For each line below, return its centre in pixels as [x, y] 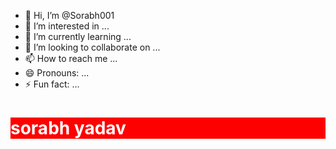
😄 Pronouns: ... [57, 73]
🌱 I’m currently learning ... [78, 36]
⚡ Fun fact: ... [52, 84]
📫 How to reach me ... [71, 58]
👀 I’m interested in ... [67, 26]
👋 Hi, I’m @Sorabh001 [69, 15]
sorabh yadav [68, 128]
